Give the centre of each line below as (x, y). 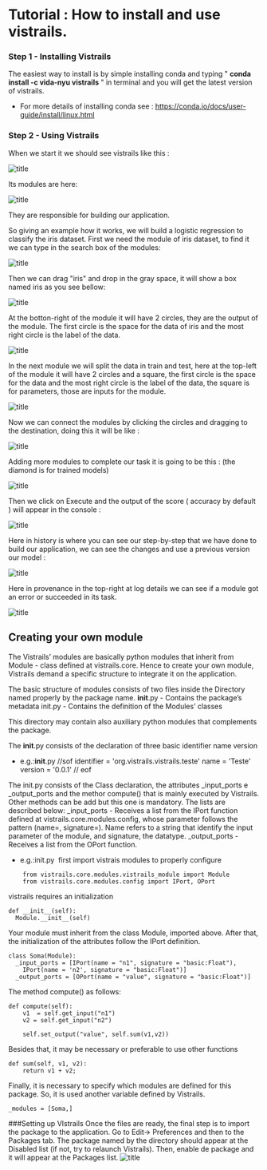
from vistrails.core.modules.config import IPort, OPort (119, 881)
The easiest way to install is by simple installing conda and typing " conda (130, 74)
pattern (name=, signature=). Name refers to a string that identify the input (131, 827)
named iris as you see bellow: (57, 287)
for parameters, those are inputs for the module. (87, 391)
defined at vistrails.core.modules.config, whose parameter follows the (123, 819)
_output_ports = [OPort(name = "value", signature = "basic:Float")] (133, 977)
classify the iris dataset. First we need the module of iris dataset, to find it (129, 239)
